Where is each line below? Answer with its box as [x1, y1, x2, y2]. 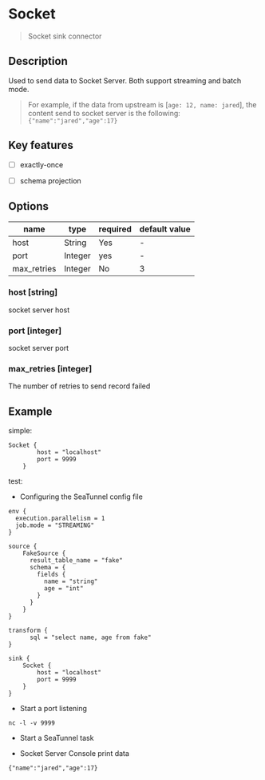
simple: [8, 426, 33, 436]
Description [8, 54, 68, 68]
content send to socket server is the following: [27, 108, 181, 118]
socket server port [8, 344, 69, 353]
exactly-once [19, 159, 64, 169]
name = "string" [43, 577, 98, 585]
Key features [8, 139, 73, 152]
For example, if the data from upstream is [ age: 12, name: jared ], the [27, 99, 257, 109]
